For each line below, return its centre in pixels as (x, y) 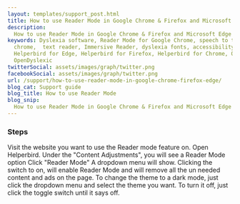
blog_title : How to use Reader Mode (62, 93)
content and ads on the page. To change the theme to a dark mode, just (113, 178)
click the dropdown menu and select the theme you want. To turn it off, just (118, 185)
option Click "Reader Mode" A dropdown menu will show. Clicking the (110, 163)
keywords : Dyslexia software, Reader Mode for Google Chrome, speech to (118, 41)
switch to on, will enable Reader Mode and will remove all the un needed (114, 170)
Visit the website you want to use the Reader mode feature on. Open (108, 148)
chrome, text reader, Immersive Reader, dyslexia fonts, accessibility (124, 47)
